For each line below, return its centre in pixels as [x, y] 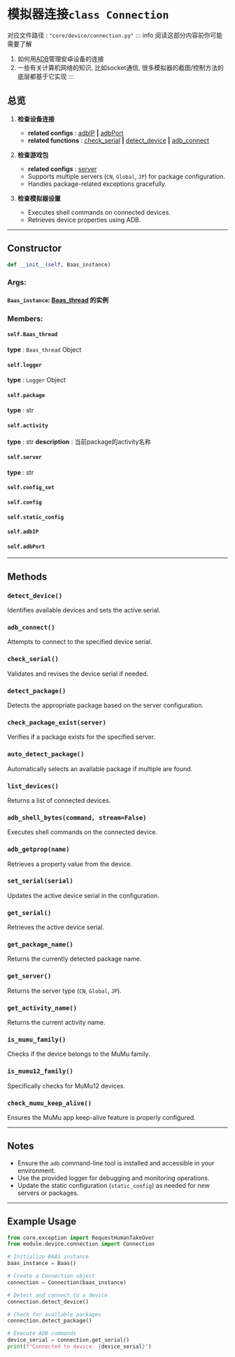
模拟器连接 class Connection [88, 14]
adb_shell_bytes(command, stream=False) [77, 817]
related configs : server [62, 168]
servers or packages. [48, 1193]
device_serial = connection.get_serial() [69, 1340]
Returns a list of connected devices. [59, 800]
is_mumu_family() [37, 1040]
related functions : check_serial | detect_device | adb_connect [119, 140]
